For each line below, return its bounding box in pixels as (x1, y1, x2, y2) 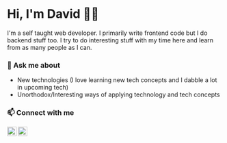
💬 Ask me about (7, 60, 60, 70)
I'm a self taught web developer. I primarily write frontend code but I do (7, 29, 208, 37)
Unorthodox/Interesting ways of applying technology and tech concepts (16, 90, 220, 99)
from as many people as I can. (7, 43, 92, 51)
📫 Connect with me (7, 108, 75, 118)
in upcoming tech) (16, 83, 69, 92)
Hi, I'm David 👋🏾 (7, 6, 99, 22)
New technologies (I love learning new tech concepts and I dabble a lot (16, 76, 217, 84)
